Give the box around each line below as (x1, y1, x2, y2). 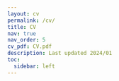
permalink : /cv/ (7, 17, 55, 24)
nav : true (7, 30, 37, 37)
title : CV (7, 23, 37, 30)
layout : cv (7, 10, 40, 18)
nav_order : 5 (7, 37, 46, 44)
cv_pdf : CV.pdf (7, 43, 52, 50)
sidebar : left (13, 63, 55, 70)
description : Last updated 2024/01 (7, 50, 113, 57)
